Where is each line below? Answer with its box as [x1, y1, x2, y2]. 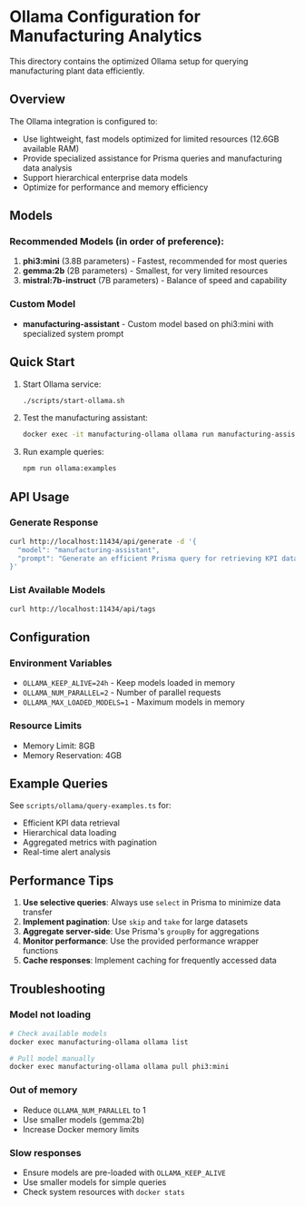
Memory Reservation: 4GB [22, 749, 123, 760]
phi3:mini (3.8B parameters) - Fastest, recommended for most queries [22, 256, 288, 267]
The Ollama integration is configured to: [9, 115, 158, 126]
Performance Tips [9, 873, 114, 888]
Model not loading [9, 1008, 92, 1021]
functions [22, 945, 59, 956]
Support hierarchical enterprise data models [22, 172, 189, 183]
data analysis [22, 162, 73, 173]
